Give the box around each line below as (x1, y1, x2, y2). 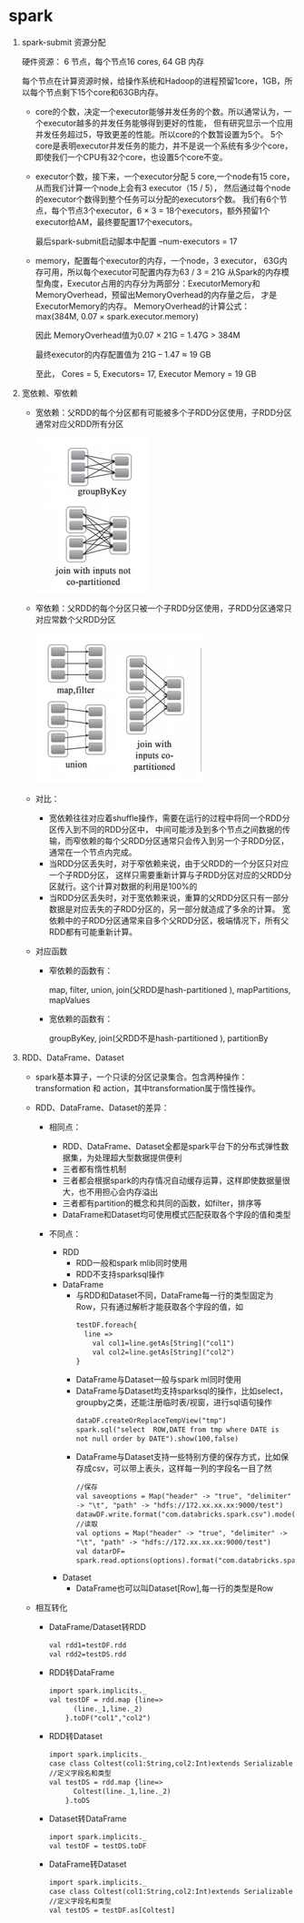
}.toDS (65, 1796, 90, 1805)
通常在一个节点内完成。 (48, 846, 137, 857)
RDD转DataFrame (48, 1666, 115, 1677)
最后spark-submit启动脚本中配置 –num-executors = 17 (34, 236, 238, 247)
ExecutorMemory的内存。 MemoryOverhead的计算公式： (34, 300, 250, 311)
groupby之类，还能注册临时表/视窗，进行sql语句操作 (75, 1396, 273, 1407)
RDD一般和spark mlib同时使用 (75, 1257, 188, 1268)
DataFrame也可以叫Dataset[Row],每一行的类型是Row (75, 1583, 274, 1594)
